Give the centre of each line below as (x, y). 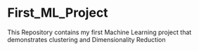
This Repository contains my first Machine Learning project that (99, 32)
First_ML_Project (58, 13)
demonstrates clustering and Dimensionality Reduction (86, 39)
